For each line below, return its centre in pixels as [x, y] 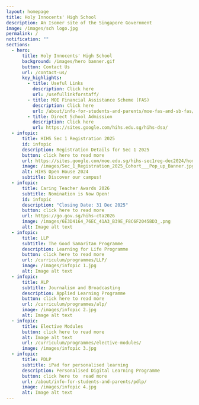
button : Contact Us [46, 67]
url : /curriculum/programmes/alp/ [65, 304]
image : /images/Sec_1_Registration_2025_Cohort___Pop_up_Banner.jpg [108, 166]
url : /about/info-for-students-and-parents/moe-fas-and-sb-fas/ [113, 111]
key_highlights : [42, 78]
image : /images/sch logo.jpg [42, 28]
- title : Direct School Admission [70, 116]
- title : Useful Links [55, 84]
